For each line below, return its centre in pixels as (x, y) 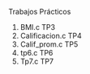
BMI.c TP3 (37, 27)
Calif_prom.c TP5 (49, 44)
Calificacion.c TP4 (51, 36)
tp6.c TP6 (36, 53)
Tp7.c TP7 (37, 61)
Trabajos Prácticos (40, 12)
